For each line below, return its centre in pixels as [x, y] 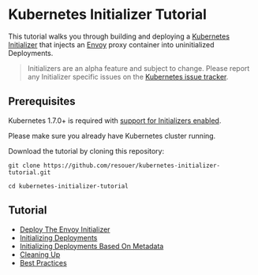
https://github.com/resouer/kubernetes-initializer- [132, 165]
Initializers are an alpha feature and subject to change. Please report [138, 68]
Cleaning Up [40, 255]
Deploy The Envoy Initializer [65, 229]
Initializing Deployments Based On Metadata [92, 246]
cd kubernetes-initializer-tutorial [68, 186]
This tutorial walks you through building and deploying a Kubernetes [119, 36]
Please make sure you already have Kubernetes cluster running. [112, 136]
